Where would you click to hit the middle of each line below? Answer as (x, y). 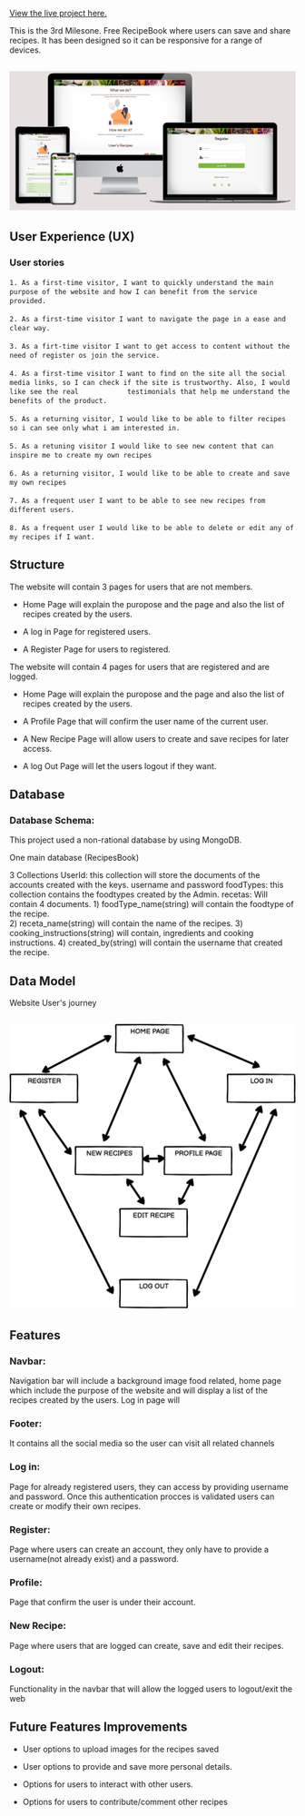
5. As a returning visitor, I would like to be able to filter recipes (148, 419)
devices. (25, 50)
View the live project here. (58, 13)
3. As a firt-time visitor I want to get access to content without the (150, 346)
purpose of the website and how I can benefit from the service (133, 291)
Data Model (43, 981)
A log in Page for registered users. (87, 631)
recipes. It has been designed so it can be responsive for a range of (136, 40)
